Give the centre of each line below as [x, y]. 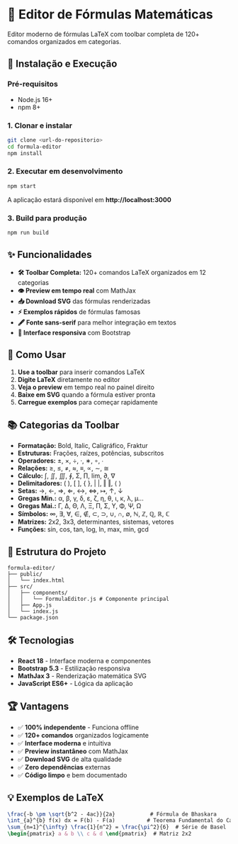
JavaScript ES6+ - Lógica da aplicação [75, 683]
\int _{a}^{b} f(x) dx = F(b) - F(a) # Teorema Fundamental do [115, 821]
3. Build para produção [47, 218]
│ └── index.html [36, 580]
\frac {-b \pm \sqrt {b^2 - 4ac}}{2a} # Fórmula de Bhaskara [112, 814]
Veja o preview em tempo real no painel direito [86, 387]
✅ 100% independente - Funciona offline [78, 727]
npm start [22, 186]
